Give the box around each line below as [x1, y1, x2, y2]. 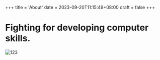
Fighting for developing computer [5, 22, 149, 33]
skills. [5, 33, 31, 44]
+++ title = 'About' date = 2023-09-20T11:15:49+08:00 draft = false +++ [5, 5, 155, 10]
